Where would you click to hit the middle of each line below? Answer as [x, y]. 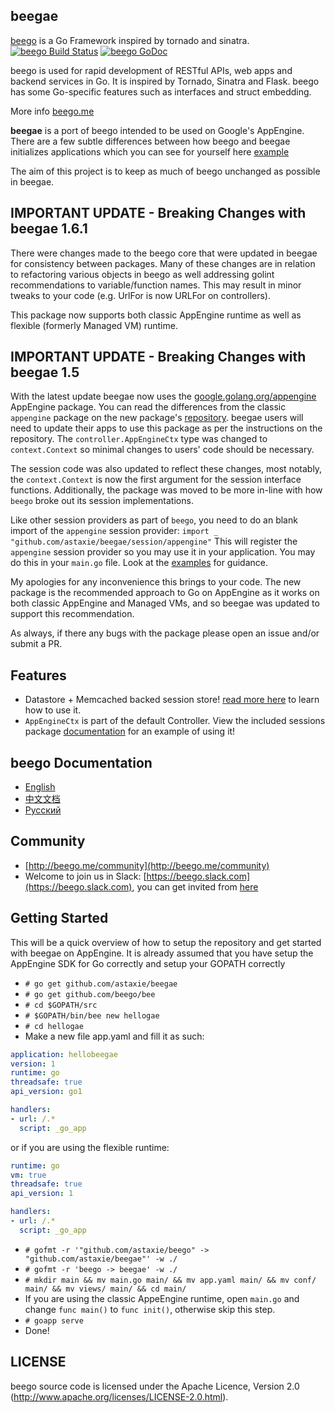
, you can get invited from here [195, 886]
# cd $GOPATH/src [61, 1005]
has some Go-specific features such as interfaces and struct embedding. [161, 91]
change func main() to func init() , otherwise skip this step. [150, 1309]
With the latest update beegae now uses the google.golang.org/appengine [163, 396]
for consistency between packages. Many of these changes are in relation [163, 263]
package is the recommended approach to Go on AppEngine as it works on [165, 593]
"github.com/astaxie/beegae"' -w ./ [101, 1259]
